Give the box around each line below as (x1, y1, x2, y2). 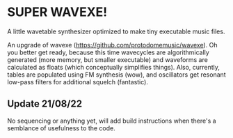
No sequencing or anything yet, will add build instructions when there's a (7, 116, 217, 125)
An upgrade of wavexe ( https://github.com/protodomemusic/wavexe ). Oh (7, 40, 218, 49)
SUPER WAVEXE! (7, 4, 108, 20)
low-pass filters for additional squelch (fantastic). (7, 77, 148, 86)
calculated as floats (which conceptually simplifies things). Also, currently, (7, 63, 220, 71)
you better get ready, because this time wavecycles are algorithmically (7, 48, 210, 56)
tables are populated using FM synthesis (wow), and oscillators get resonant (7, 70, 226, 79)
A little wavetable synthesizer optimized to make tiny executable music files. (7, 27, 225, 36)
